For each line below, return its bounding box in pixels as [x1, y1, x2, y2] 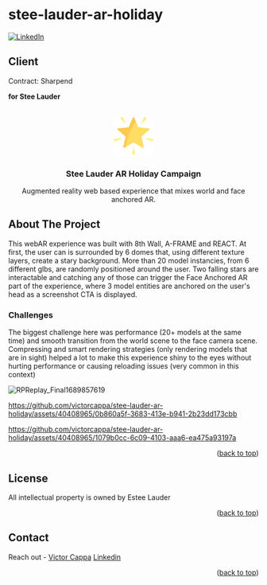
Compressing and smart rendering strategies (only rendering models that [8, 345, 248, 354]
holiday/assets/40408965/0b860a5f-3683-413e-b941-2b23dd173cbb [8, 409, 238, 419]
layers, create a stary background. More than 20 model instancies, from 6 [8, 255, 250, 265]
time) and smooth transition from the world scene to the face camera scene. [8, 336, 258, 345]
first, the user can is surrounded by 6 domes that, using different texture [8, 247, 245, 256]
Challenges [8, 309, 53, 320]
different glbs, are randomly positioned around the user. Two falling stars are [8, 264, 259, 274]
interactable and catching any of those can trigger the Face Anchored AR [8, 272, 248, 282]
